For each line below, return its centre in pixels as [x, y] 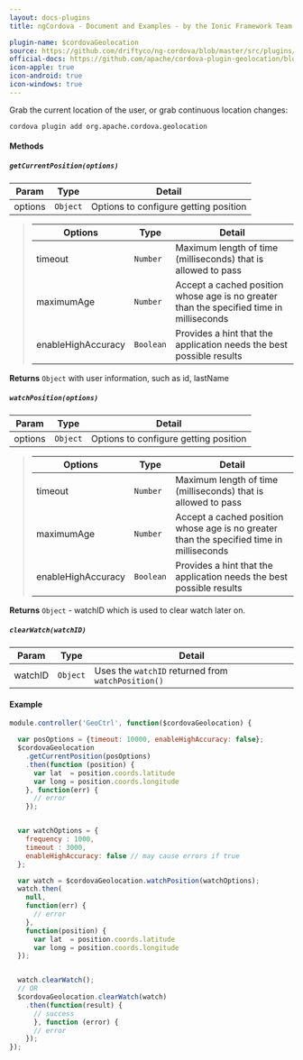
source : [24, 50]
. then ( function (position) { [80, 764]
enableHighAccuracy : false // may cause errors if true [133, 856]
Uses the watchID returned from [161, 671]
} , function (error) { [76, 1022]
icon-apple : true [42, 68]
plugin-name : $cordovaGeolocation [74, 42]
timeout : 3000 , [56, 847]
